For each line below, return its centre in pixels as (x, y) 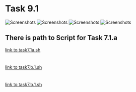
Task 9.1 (22, 9)
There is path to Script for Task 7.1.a (61, 38)
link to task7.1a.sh (23, 49)
